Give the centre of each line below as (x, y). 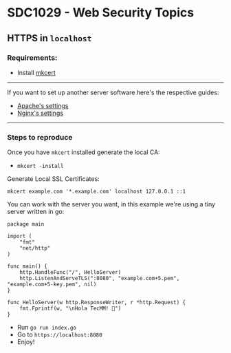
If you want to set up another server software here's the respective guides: (113, 92)
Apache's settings (43, 105)
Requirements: (32, 58)
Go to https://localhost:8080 (59, 334)
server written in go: (36, 212)
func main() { (27, 266)
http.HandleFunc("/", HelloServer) (70, 272)
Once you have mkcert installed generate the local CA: (84, 152)
